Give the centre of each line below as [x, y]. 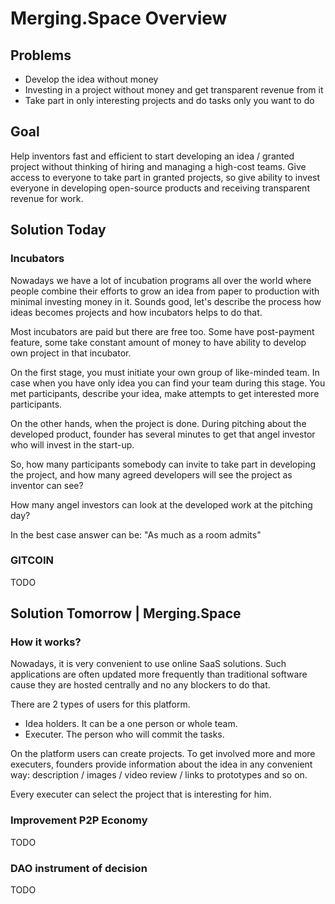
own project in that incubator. [71, 353]
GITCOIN [32, 560]
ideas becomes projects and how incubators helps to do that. [136, 312]
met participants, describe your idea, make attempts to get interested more [165, 393]
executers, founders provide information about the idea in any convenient [161, 764]
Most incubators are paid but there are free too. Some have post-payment [162, 331]
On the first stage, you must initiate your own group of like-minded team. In [165, 372]
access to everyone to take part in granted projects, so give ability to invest [165, 177]
